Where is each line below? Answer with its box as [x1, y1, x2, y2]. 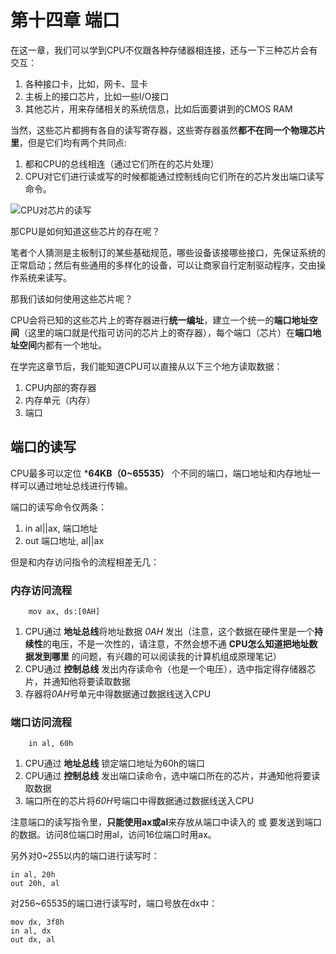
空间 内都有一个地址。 [18, 339, 107, 351]
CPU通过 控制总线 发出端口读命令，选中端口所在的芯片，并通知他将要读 [24, 770, 321, 782]
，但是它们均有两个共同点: [19, 136, 128, 148]
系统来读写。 [18, 271, 72, 283]
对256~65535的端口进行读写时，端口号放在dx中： [10, 897, 218, 910]
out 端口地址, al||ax [24, 534, 105, 546]
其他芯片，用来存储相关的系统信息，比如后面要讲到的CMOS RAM [24, 102, 293, 115]
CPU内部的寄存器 [24, 381, 97, 393]
